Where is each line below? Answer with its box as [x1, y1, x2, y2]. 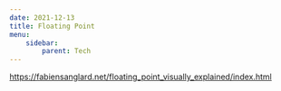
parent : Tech [42, 47, 92, 56]
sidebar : [25, 38, 59, 48]
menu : [9, 30, 30, 39]
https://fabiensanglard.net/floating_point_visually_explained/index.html [9, 71, 272, 82]
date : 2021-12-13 [9, 13, 75, 23]
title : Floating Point [9, 22, 95, 31]
